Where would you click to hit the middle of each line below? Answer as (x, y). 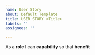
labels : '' (17, 24)
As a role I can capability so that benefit (48, 47)
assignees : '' (20, 28)
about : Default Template (31, 14)
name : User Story (23, 10)
